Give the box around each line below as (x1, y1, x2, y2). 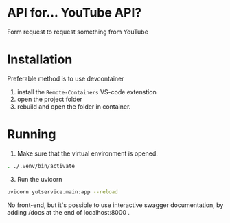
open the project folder (16, 95, 82, 103)
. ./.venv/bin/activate (7, 162, 76, 169)
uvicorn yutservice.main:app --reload (7, 188, 118, 195)
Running (7, 127, 56, 142)
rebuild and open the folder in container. (16, 102, 131, 111)
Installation (7, 52, 73, 67)
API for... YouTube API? (7, 5, 142, 21)
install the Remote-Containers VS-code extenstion (16, 87, 157, 96)
